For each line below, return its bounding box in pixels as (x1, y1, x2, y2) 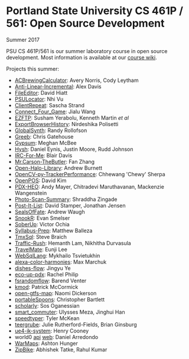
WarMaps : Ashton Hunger (14, 340, 79, 347)
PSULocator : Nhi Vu (14, 95, 64, 103)
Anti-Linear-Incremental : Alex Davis (14, 83, 102, 90)
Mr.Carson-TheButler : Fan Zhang (14, 158, 95, 165)
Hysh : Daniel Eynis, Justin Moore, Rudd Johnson (14, 146, 134, 153)
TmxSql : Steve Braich (14, 233, 67, 240)
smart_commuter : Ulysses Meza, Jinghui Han (14, 308, 125, 315)
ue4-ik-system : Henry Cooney (14, 327, 89, 334)
